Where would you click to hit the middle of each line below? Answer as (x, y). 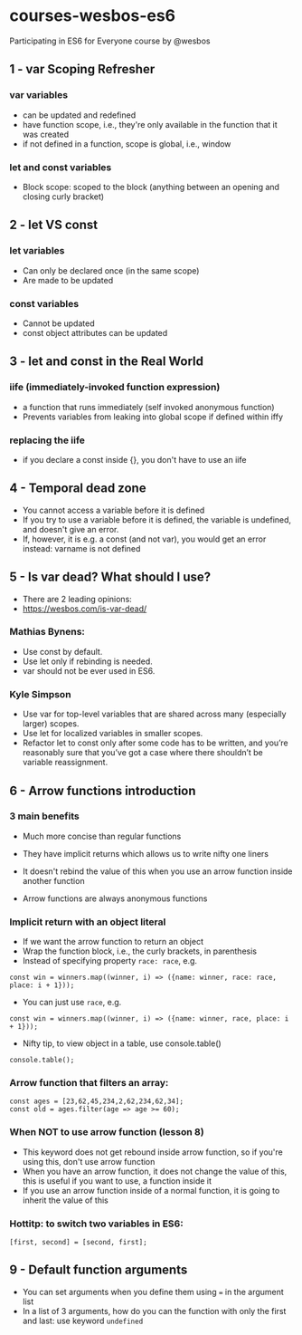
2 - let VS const (54, 225)
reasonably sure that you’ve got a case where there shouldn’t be (143, 753)
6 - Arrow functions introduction (103, 790)
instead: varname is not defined (81, 548)
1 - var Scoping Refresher (82, 69)
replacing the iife (47, 440)
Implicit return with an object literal (88, 922)
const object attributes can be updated (95, 332)
